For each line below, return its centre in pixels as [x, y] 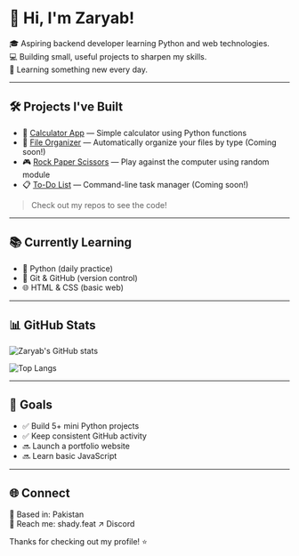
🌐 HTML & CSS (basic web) [73, 287]
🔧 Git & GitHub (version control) [80, 278]
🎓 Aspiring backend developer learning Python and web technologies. [139, 43]
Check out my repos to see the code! [99, 205]
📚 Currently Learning [70, 242]
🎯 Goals [31, 404]
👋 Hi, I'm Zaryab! [72, 18]
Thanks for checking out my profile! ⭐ [79, 541]
